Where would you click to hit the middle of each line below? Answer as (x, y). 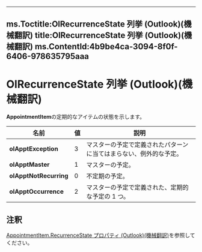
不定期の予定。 (107, 176)
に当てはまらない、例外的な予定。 (134, 154)
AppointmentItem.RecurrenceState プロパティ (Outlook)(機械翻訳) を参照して (101, 235)
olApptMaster (29, 164)
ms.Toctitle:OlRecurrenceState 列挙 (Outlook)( (95, 24)
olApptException (34, 149)
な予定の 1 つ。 (108, 197)
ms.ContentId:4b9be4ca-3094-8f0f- (106, 46)
